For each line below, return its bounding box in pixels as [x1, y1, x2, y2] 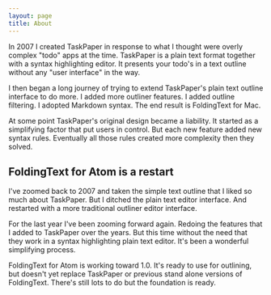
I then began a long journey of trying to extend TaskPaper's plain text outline [8, 82, 264, 93]
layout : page [8, 11, 53, 20]
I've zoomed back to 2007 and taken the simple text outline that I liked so [8, 187, 252, 196]
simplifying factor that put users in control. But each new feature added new [8, 124, 263, 134]
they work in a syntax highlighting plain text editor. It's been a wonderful [8, 236, 249, 247]
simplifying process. [8, 245, 76, 255]
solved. [8, 141, 33, 151]
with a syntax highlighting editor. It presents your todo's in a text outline [8, 58, 247, 69]
